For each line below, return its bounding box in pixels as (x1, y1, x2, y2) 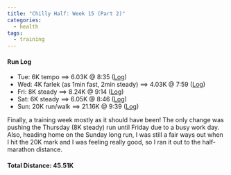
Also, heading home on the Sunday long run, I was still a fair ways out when (7, 131, 223, 139)
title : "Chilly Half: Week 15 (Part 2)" (7, 10, 126, 17)
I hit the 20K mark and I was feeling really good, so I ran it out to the (7, 138, 201, 147)
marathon (7, 145, 35, 153)
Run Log (7, 57, 32, 66)
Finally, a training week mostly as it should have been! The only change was (7, 116, 224, 124)
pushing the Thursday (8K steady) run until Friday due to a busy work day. (7, 123, 220, 132)
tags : (7, 29, 23, 37)
